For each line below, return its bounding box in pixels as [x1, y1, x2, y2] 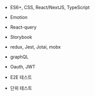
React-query [10, 24, 37, 30]
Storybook [10, 34, 33, 40]
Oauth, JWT [10, 64, 36, 69]
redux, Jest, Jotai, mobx [10, 44, 61, 50]
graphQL [10, 54, 29, 60]
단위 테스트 [10, 85, 33, 91]
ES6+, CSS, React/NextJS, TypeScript [10, 5, 90, 10]
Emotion [10, 14, 28, 20]
